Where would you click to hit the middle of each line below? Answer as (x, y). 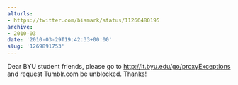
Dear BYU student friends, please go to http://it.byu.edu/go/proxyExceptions (119, 66)
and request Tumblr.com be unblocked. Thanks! (77, 74)
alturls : (20, 14)
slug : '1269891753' (36, 46)
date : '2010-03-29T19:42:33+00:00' (60, 40)
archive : (20, 27)
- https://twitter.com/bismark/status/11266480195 (84, 20)
